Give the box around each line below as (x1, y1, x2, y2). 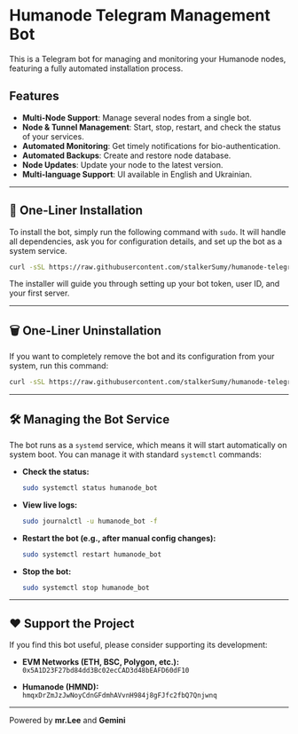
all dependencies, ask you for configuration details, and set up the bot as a (9, 236, 282, 247)
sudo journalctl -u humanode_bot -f (21, 517, 158, 525)
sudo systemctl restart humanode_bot (21, 549, 162, 559)
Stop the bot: (21, 565, 72, 577)
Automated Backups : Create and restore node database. (21, 150, 231, 161)
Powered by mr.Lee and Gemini (9, 715, 126, 726)
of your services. (21, 130, 84, 142)
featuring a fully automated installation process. (9, 63, 184, 74)
